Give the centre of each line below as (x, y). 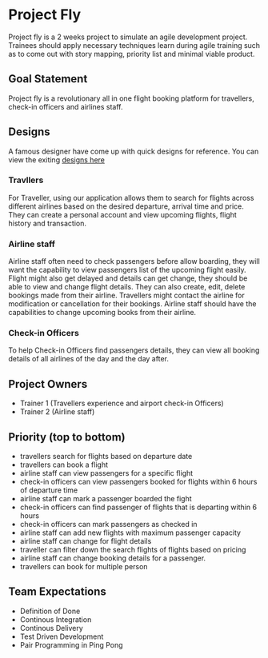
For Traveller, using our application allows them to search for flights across (131, 197)
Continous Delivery (52, 628)
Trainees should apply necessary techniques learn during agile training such (134, 45)
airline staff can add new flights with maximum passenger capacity (130, 532)
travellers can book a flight (64, 465)
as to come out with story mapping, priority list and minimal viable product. (132, 54)
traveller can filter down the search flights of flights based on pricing (133, 550)
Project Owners (48, 384)
